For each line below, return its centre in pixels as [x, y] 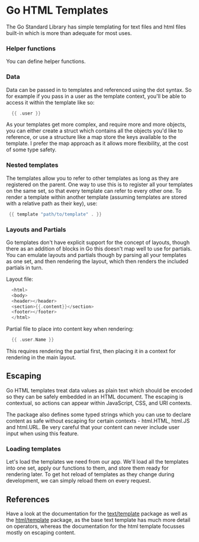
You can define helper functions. [46, 61]
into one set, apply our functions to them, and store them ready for [87, 468]
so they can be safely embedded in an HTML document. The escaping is [95, 397]
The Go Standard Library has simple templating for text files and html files [96, 27]
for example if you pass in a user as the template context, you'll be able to [96, 96]
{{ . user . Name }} [33, 340]
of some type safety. [31, 150]
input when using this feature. [42, 433]
